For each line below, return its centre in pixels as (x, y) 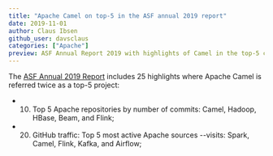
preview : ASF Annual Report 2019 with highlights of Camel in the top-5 (134, 53)
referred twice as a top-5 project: (64, 85)
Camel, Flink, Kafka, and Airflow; (87, 143)
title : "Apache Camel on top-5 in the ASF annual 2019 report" (118, 16)
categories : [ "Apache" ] (49, 46)
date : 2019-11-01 (38, 23)
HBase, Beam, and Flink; (73, 118)
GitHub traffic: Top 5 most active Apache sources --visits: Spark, (141, 135)
